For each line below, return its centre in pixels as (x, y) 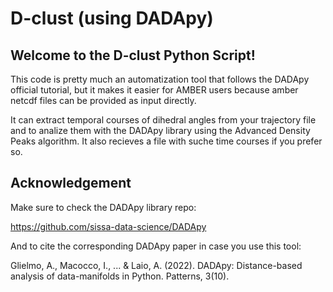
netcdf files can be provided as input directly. (103, 100)
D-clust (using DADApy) (112, 18)
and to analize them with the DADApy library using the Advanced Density (160, 130)
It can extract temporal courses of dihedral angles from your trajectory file (163, 120)
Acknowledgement (71, 183)
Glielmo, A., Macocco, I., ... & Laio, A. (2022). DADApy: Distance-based (156, 265)
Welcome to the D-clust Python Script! (133, 55)
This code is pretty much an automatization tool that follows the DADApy (160, 79)
